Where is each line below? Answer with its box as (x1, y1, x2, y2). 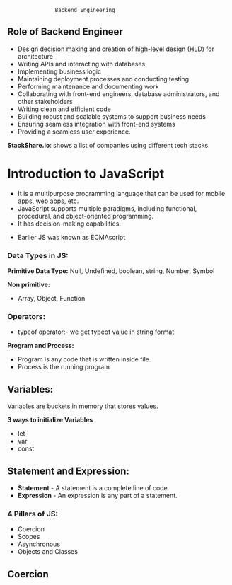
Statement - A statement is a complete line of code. (17, 483, 170, 492)
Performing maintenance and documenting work (17, 82, 159, 91)
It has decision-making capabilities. (17, 219, 122, 228)
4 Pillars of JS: (7, 509, 59, 519)
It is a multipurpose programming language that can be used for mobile (17, 189, 226, 197)
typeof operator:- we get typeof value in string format (17, 328, 175, 336)
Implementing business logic (17, 67, 101, 76)
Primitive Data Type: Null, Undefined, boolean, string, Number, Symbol (7, 267, 215, 275)
